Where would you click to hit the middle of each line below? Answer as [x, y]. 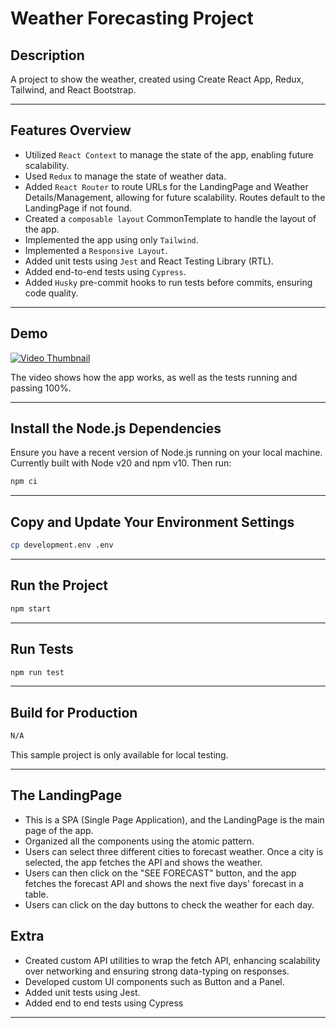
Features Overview [71, 130]
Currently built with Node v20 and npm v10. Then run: [121, 463]
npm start [31, 608]
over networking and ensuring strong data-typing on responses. [157, 971]
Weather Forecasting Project [132, 18]
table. [36, 894]
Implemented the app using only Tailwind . [111, 239]
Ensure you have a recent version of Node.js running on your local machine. [166, 453]
